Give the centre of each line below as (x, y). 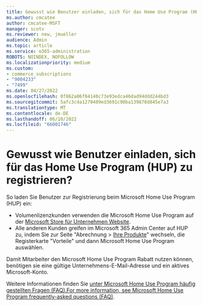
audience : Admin (27, 40)
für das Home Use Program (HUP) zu (100, 168)
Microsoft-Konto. (27, 272)
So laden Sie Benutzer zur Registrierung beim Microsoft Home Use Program (101, 197)
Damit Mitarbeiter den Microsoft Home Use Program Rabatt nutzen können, (100, 259)
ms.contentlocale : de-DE (37, 113)
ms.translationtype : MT (36, 108)
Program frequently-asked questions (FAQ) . (60, 297)
